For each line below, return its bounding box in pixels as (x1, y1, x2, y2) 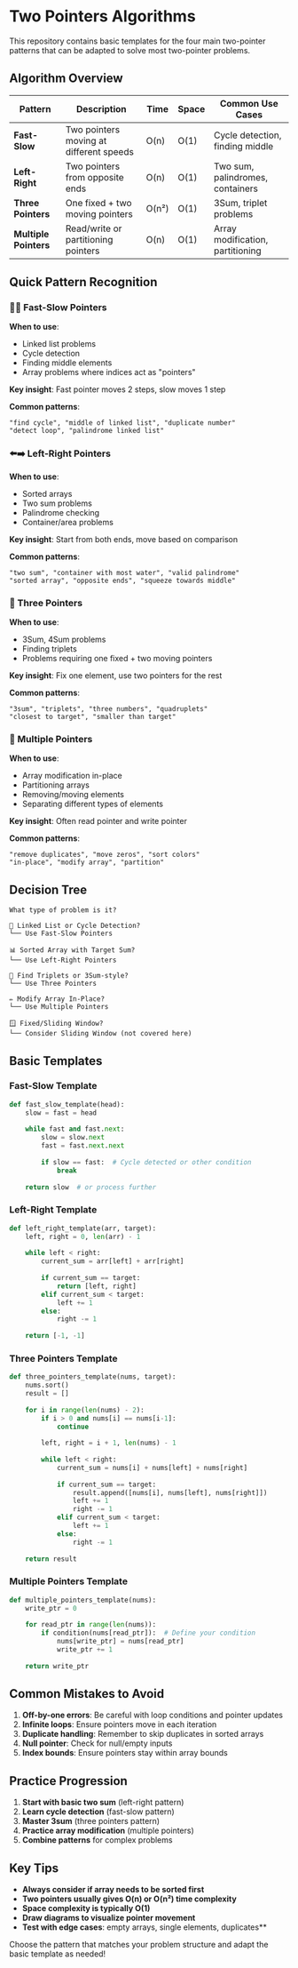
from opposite (65, 171, 124, 183)
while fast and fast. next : (25, 1124, 125, 1134)
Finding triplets (21, 644, 77, 654)
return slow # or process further (25, 1182, 157, 1192)
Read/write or (65, 222, 122, 235)
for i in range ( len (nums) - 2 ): (25, 1405, 145, 1414)
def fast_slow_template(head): (9, 1100, 125, 1108)
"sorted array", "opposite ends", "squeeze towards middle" (9, 576, 237, 585)
